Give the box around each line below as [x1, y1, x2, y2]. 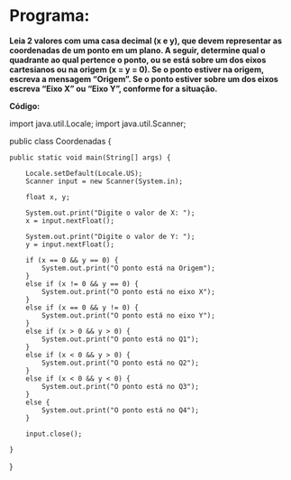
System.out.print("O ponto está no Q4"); [41, 405, 200, 415]
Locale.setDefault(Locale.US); [25, 169, 143, 178]
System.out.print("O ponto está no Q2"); [41, 358, 200, 367]
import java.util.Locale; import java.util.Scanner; [9, 118, 186, 129]
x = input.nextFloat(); [25, 216, 115, 226]
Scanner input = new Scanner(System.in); [25, 177, 183, 186]
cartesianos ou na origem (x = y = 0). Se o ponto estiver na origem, [9, 64, 264, 75]
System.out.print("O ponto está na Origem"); [41, 263, 216, 272]
